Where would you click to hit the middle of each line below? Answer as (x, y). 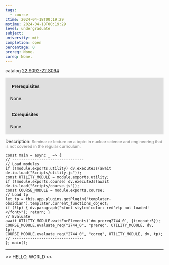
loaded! (142, 208)
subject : (14, 33)
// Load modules (22, 164)
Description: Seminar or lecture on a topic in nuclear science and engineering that (84, 142)
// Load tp (17, 195)
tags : (11, 10)
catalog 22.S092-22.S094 (32, 71)
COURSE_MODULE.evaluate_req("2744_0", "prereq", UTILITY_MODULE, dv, (80, 226)
